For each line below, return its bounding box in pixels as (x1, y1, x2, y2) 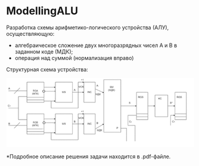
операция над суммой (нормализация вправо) (14, 54, 134, 61)
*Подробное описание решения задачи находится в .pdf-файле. (6, 153, 171, 160)
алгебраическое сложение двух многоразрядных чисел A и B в (14, 42, 178, 49)
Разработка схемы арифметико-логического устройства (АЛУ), (6, 24, 169, 31)
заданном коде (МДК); (14, 48, 73, 55)
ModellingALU (6, 4, 79, 18)
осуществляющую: (6, 30, 55, 37)
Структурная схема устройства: (6, 65, 88, 73)
